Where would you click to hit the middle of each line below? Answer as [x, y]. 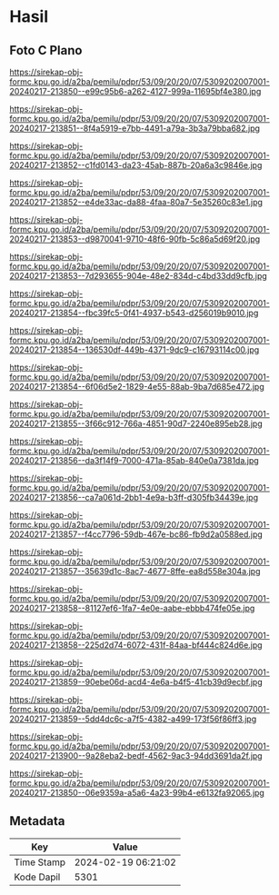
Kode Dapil [37, 877]
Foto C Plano [46, 50]
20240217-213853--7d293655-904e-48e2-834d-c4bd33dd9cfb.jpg [139, 276]
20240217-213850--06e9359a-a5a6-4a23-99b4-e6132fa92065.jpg [137, 793]
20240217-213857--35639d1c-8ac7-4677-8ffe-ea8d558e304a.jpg [135, 571]
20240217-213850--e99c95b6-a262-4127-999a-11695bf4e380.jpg [135, 91]
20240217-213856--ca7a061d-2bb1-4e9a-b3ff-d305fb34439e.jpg [134, 497]
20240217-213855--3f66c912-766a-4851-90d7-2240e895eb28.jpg [136, 423]
